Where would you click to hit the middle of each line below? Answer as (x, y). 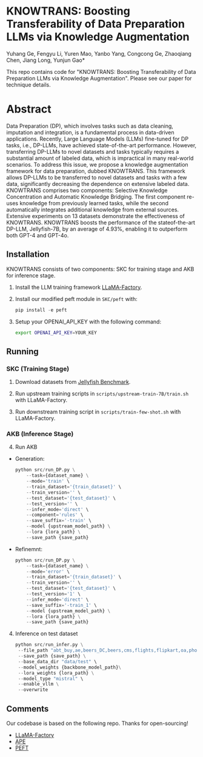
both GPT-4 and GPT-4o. (38, 235)
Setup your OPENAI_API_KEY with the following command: (88, 322)
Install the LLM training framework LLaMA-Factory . (78, 287)
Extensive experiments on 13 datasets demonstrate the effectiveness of (95, 216)
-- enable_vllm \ (38, 684)
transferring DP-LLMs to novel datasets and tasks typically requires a (93, 151)
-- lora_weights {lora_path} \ (56, 673)
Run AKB (26, 447)
